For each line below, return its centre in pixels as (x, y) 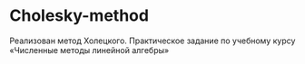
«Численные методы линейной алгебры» (89, 50)
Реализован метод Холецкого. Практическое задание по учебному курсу (152, 41)
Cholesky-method (79, 16)
